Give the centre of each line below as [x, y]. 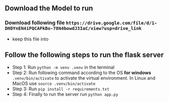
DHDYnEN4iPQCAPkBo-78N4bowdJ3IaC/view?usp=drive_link [73, 28]
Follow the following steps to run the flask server [84, 55]
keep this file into [30, 39]
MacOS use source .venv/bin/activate [54, 83]
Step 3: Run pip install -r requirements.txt [61, 89]
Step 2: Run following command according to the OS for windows [82, 73]
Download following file [35, 23]
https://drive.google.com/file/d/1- [111, 23]
